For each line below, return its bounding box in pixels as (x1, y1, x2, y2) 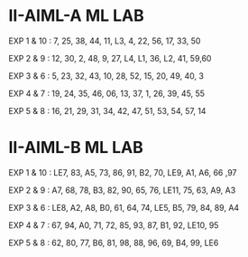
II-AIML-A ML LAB (8, 5, 145, 26)
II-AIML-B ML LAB (8, 138, 143, 158)
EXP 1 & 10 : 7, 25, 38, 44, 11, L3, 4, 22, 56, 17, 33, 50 (8, 35, 201, 46)
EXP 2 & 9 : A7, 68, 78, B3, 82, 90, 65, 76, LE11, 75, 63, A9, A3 (8, 185, 236, 195)
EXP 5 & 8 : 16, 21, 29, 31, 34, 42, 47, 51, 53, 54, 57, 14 (8, 105, 207, 116)
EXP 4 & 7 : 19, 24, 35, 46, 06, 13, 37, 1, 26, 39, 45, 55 (8, 88, 205, 99)
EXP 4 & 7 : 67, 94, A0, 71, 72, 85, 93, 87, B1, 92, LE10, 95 (8, 219, 219, 231)
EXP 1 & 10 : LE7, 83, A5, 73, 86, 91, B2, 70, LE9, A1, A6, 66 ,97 (8, 167, 237, 177)
